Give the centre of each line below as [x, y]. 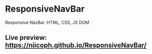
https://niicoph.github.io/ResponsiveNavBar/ [76, 45]
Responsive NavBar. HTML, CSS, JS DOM [47, 22]
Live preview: [26, 38]
